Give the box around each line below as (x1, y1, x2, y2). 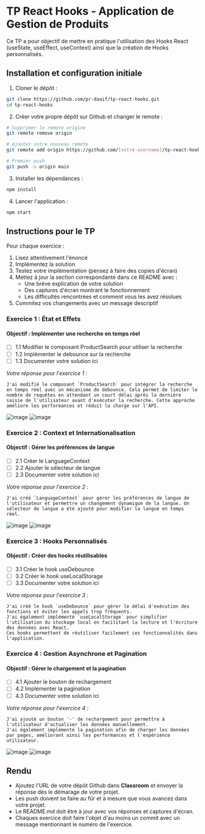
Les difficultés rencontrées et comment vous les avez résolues (24, 293, 182, 300)
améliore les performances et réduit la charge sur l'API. (6, 403, 160, 409)
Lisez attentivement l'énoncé (15, 254, 88, 262)
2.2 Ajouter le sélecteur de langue (15, 464, 101, 471)
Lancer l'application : (15, 197, 68, 205)
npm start (6, 209, 32, 215)
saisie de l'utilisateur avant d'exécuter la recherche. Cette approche (6, 397, 195, 403)
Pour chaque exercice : (6, 242, 65, 250)
